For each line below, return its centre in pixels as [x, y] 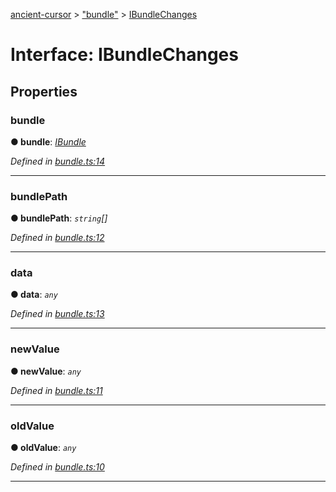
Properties [44, 91]
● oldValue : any [43, 448]
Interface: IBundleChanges [124, 55]
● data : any [34, 295]
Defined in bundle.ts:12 [57, 238]
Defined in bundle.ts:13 [57, 314]
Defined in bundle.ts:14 [58, 161]
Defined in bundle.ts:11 [56, 390]
